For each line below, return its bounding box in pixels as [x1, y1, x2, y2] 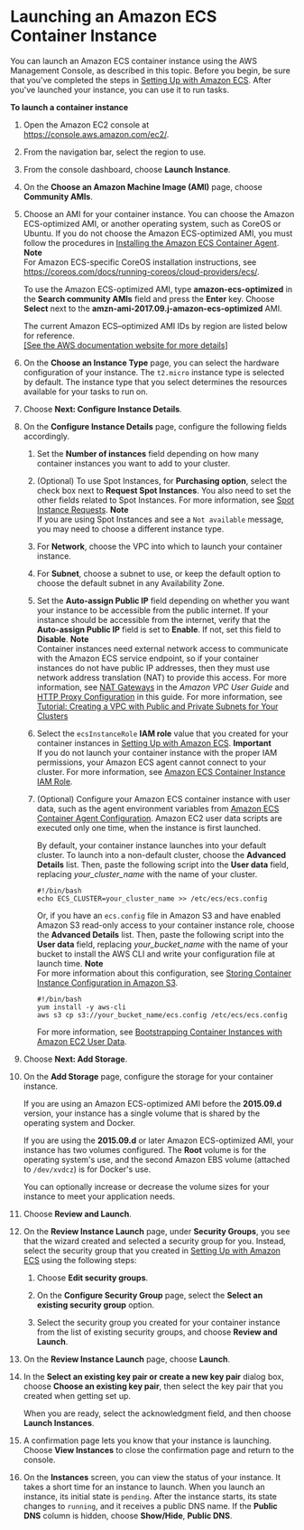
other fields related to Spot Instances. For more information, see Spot [36, 495, 295, 505]
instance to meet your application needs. [23, 1191, 176, 1202]
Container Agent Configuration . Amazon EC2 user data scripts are [36, 812, 282, 824]
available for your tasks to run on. [23, 386, 148, 397]
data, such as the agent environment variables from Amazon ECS [36, 803, 280, 814]
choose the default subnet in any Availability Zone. [36, 577, 225, 589]
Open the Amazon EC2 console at [23, 119, 150, 130]
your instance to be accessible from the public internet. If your [36, 604, 269, 616]
